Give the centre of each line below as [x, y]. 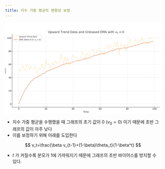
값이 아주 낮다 [39, 129]
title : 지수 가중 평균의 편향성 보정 [38, 10]
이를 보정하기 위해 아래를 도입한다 [45, 135]
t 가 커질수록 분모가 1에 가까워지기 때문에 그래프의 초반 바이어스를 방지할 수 [84, 155]
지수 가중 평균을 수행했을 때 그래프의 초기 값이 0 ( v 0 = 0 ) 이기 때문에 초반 [83, 123]
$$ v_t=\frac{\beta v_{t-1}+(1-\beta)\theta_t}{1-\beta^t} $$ [83, 145]
